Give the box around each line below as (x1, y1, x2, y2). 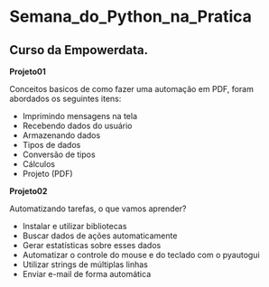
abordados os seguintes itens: (9, 93, 122, 104)
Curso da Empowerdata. (9, 42, 149, 58)
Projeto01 (9, 66, 47, 77)
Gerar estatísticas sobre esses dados (22, 240, 162, 250)
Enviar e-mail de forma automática (22, 269, 152, 279)
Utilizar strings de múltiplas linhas (22, 259, 149, 270)
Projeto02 (9, 186, 48, 196)
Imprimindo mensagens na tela (22, 111, 138, 121)
